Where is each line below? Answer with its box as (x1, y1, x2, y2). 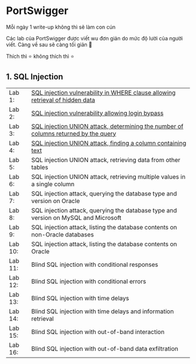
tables (31, 163, 48, 171)
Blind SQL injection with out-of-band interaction (31, 328, 165, 336)
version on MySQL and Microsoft (31, 214, 121, 222)
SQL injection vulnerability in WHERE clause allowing (31, 88, 176, 97)
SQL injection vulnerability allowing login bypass (31, 109, 164, 117)
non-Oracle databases (31, 230, 94, 238)
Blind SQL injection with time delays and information (31, 307, 174, 315)
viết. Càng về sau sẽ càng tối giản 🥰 (6, 41, 92, 48)
